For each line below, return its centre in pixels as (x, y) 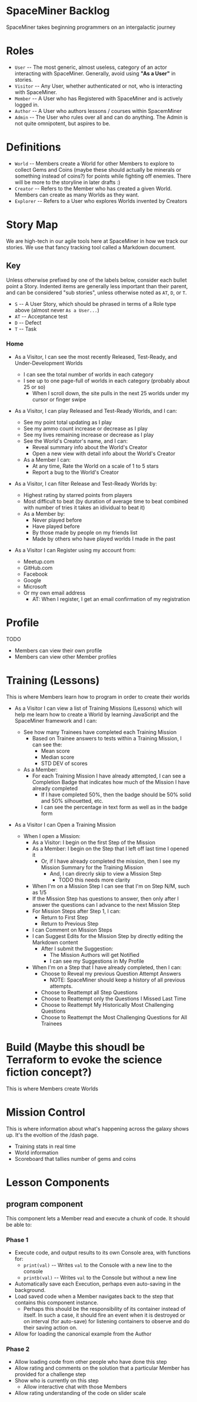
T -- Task (26, 329)
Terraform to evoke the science (84, 1059)
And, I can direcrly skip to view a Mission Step (106, 873)
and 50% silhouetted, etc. (72, 800)
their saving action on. (50, 1327)
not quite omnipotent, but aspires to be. (62, 123)
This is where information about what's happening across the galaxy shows (98, 1129)
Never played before (57, 520)
